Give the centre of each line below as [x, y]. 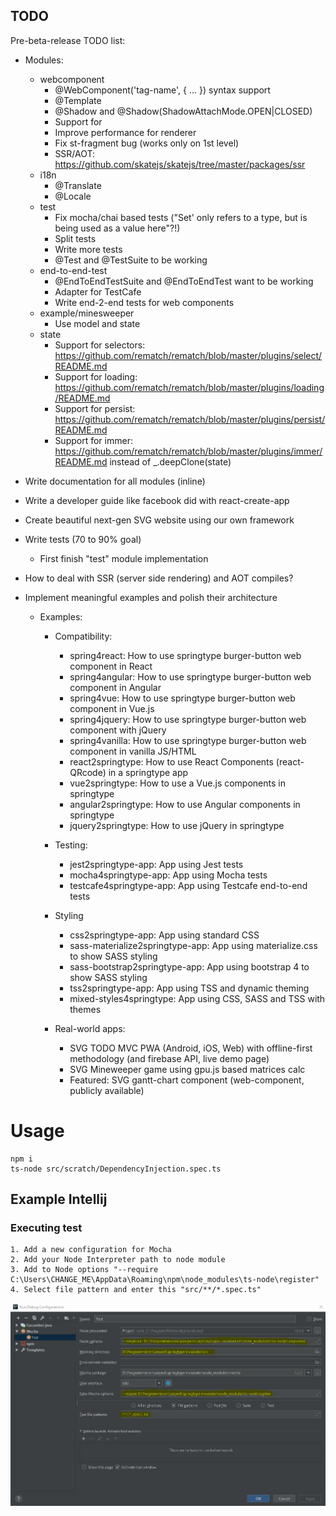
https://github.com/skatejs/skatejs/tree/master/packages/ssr [180, 164]
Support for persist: [95, 408]
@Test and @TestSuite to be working [131, 260]
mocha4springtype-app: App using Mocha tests [168, 875]
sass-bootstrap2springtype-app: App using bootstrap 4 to [189, 966]
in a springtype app [148, 772]
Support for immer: [93, 440]
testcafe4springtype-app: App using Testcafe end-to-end [188, 885]
